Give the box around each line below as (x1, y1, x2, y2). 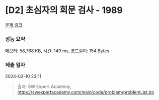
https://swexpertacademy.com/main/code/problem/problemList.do (17, 89, 155, 95)
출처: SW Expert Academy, (17, 83, 72, 90)
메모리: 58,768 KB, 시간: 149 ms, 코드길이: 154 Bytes (5, 48, 110, 54)
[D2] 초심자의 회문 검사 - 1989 (5, 4, 123, 16)
